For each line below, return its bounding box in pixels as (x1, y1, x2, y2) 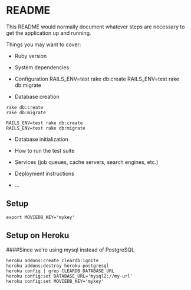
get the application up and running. (6, 29, 91, 36)
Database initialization (14, 136, 69, 143)
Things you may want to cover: (6, 41, 81, 48)
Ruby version (14, 52, 47, 59)
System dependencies (14, 63, 70, 71)
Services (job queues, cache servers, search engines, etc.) (14, 158, 159, 166)
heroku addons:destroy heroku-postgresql (6, 263, 110, 269)
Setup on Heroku (6, 230, 70, 240)
